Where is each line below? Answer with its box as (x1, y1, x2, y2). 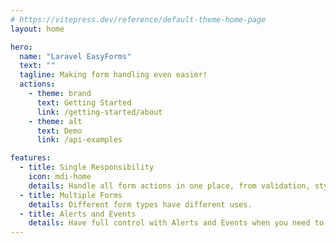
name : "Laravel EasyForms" (19, 51, 132, 61)
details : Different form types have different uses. (28, 199, 253, 210)
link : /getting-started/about (36, 107, 163, 117)
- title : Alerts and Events (19, 209, 137, 219)
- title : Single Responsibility (19, 162, 155, 173)
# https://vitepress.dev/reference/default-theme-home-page (10, 14, 267, 25)
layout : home (10, 24, 65, 34)
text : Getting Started (36, 97, 132, 108)
